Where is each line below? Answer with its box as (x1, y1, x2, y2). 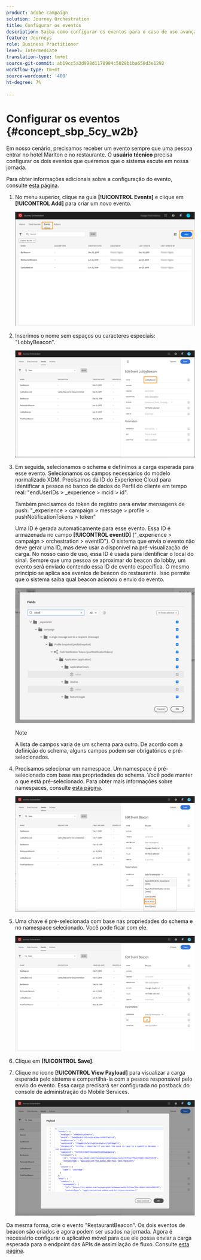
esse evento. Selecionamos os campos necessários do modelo (14, 470, 170, 477)
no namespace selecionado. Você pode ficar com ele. (14, 924, 148, 931)
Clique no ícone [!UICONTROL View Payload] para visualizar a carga (14, 1069, 185, 1076)
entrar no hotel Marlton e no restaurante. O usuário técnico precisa (6, 151, 173, 158)
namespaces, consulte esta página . (14, 784, 103, 791)
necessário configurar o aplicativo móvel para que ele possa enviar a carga (6, 1234, 192, 1241)
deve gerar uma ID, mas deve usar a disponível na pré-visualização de (14, 543, 188, 551)
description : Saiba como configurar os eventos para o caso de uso (6, 29, 178, 35)
